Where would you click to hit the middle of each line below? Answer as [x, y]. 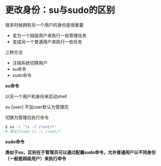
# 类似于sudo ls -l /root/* [33, 131]
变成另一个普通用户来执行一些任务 [47, 41]
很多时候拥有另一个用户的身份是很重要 [44, 25]
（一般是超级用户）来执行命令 [36, 158]
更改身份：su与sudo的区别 [60, 10]
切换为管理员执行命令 [27, 117]
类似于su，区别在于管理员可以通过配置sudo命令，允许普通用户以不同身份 [80, 152]
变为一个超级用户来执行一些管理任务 [49, 35]
